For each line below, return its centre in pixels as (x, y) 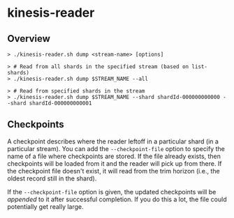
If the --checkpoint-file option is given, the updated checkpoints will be (112, 192)
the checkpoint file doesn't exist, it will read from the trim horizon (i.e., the (114, 171)
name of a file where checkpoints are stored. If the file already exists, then (114, 156)
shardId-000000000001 (60, 103)
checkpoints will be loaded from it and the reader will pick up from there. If (115, 163)
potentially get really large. (45, 206)
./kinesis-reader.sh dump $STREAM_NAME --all (81, 79)
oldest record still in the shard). (52, 178)
